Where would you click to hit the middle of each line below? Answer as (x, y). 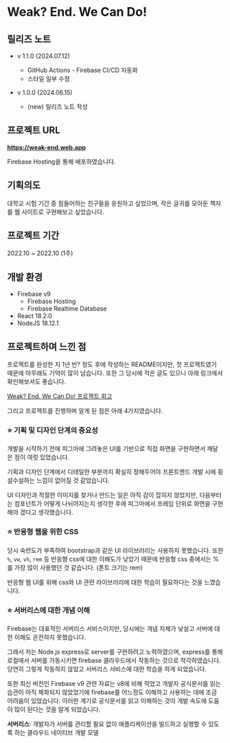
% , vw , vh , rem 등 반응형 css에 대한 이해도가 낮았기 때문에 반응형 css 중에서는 (109, 559)
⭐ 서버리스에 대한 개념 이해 (49, 610)
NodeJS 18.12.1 (38, 323)
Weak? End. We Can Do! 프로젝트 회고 (60, 397)
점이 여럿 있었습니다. (42, 457)
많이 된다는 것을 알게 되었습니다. (57, 709)
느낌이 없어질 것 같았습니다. (73, 480)
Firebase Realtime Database (67, 309)
